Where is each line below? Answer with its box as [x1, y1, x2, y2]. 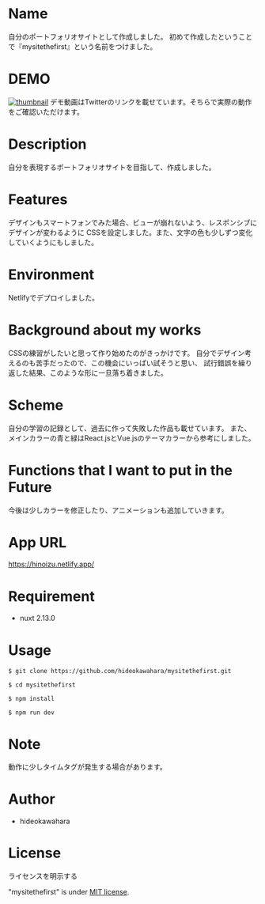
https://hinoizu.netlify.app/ [8, 559, 95, 569]
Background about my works [8, 321, 202, 339]
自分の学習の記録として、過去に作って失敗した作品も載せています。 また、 [8, 423, 252, 433]
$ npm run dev [8, 709, 55, 717]
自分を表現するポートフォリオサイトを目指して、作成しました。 [8, 162, 216, 172]
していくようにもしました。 [8, 237, 99, 247]
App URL [8, 533, 67, 551]
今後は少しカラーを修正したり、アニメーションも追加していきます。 [8, 505, 229, 515]
